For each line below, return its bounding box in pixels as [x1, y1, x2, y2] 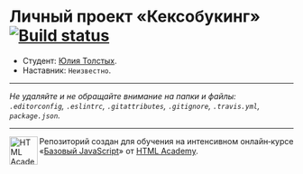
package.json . [9, 110, 60, 121]
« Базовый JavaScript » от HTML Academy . [39, 145, 198, 156]
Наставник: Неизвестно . [22, 65, 112, 76]
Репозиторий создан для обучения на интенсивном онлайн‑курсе [39, 135, 294, 146]
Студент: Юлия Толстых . [22, 55, 117, 66]
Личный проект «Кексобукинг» [9, 6, 261, 27]
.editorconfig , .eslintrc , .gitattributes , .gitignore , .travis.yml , [9, 100, 260, 111]
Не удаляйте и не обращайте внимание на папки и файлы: [9, 90, 236, 101]
